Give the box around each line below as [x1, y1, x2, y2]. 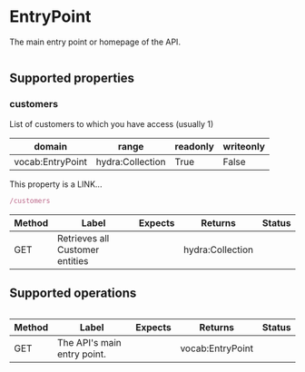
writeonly [222, 140, 266, 152]
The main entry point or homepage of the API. [9, 36, 182, 47]
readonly [174, 140, 215, 152]
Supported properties [9, 71, 134, 86]
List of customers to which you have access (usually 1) [9, 118, 214, 129]
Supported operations [9, 285, 137, 300]
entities [57, 254, 89, 267]
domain [34, 140, 68, 152]
